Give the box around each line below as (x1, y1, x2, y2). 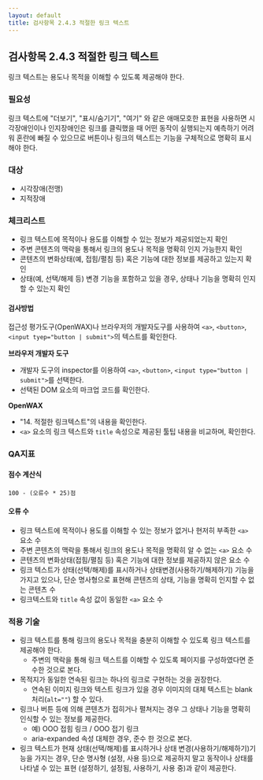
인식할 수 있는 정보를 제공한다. (19, 714, 113, 724)
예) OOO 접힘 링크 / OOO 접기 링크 (31, 724, 139, 734)
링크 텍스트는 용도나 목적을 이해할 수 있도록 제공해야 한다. (8, 72, 185, 82)
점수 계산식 (8, 469, 42, 479)
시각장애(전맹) (19, 183, 64, 193)
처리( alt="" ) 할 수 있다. (31, 694, 104, 704)
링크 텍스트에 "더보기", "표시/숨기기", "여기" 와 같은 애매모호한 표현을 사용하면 (8, 113, 247, 123)
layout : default (8, 11, 61, 20)
